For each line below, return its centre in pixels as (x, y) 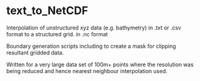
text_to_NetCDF (47, 11)
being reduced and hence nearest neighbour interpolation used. (87, 71)
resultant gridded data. (35, 52)
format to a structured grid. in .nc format (57, 34)
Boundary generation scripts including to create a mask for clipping (91, 46)
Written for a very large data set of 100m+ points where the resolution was (100, 64)
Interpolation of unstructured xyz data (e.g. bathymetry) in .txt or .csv (94, 28)
